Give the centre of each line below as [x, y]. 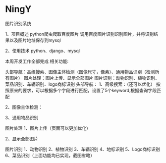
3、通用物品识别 [22, 117]
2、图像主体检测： [24, 107]
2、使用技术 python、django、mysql [43, 51]
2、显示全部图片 [22, 138]
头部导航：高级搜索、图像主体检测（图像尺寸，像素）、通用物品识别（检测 [80, 72]
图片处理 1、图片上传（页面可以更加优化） [48, 128]
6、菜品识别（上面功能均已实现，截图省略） [50, 155]
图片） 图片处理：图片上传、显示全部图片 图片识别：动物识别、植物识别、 [84, 78]
